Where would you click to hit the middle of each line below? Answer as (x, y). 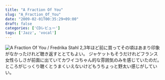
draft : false (19, 24)
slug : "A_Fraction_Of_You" (33, 14)
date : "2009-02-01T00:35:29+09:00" (42, 19)
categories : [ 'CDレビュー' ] (33, 28)
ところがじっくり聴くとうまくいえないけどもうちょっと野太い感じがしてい (81, 66)
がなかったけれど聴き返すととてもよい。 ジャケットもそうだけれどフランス (82, 54)
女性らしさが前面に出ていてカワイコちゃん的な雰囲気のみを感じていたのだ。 (83, 60)
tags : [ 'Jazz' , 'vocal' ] (31, 33)
